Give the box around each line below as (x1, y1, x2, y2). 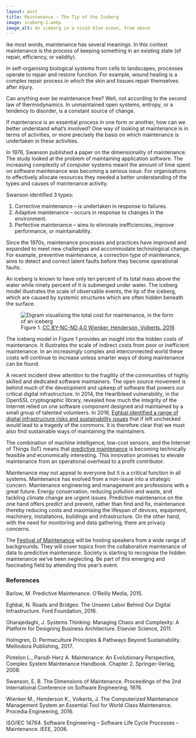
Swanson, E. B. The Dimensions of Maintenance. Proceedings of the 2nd (6, 678, 181, 685)
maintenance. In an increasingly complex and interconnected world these (6, 348, 183, 355)
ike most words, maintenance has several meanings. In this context (6, 41, 168, 48)
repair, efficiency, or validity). (6, 53, 77, 60)
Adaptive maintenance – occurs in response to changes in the (14, 209, 164, 216)
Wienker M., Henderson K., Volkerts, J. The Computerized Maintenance (6, 695, 178, 702)
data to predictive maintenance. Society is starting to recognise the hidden (6, 549, 186, 556)
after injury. (6, 83, 34, 91)
